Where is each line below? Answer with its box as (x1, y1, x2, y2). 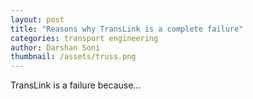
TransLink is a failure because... (10, 79, 142, 91)
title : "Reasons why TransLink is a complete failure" (10, 24, 244, 34)
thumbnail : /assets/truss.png (10, 52, 137, 62)
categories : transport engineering (10, 33, 159, 43)
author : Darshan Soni (10, 42, 101, 53)
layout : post (10, 14, 65, 25)
